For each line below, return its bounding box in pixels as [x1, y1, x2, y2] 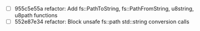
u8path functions [14, 12, 58, 19]
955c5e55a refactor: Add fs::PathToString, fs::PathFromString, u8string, [14, 5, 194, 12]
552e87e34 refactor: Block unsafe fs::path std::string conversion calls [14, 18, 190, 26]
